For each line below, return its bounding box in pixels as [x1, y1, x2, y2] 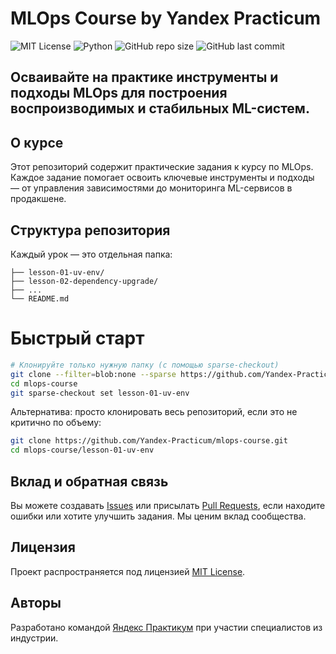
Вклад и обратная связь [10, 473, 169, 490]
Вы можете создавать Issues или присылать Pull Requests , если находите [10, 499, 326, 511]
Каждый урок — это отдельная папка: [10, 248, 173, 260]
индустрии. [10, 632, 59, 644]
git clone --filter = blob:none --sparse [10, 369, 177, 379]
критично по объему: [10, 417, 102, 429]
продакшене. [10, 193, 67, 205]
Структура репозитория [10, 222, 171, 239]
